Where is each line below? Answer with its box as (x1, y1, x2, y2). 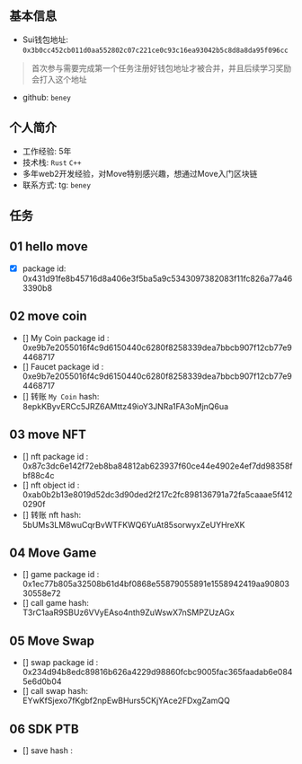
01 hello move (9, 239, 88, 254)
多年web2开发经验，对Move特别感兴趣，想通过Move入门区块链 (22, 168, 258, 179)
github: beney (22, 92, 72, 102)
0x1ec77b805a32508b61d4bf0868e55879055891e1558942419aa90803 (22, 578, 290, 590)
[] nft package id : (22, 451, 89, 461)
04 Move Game (9, 545, 97, 560)
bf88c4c (22, 470, 55, 480)
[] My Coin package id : (22, 332, 110, 343)
